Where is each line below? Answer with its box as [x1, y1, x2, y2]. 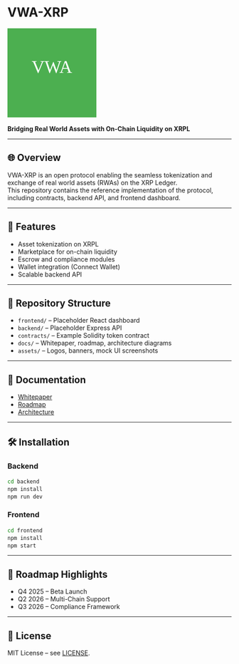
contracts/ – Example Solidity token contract [17, 331, 149, 340]
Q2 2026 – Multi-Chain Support [17, 595, 110, 603]
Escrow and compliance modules [17, 254, 115, 264]
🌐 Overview [7, 152, 61, 164]
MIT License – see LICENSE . [7, 649, 90, 658]
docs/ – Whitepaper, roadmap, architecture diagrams [17, 339, 172, 348]
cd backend [7, 478, 40, 485]
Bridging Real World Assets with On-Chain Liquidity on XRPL [7, 124, 191, 133]
